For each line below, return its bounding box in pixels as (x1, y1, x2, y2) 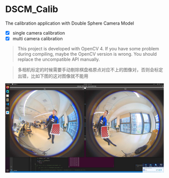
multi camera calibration (12, 36, 63, 41)
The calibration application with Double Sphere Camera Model (5, 20, 134, 26)
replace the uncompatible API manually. (17, 56, 100, 62)
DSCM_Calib (5, 4, 58, 15)
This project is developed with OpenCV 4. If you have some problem (17, 46, 159, 52)
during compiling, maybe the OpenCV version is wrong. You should (17, 51, 157, 57)
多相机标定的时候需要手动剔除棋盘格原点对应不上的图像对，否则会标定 (17, 67, 163, 73)
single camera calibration (12, 30, 65, 36)
